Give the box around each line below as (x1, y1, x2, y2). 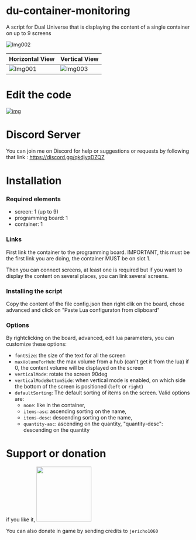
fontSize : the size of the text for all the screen (14, 352, 126, 359)
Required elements (6, 195, 61, 203)
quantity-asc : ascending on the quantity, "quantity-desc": (23, 420, 163, 428)
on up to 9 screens (6, 29, 51, 36)
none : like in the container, (23, 402, 86, 409)
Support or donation (6, 447, 106, 460)
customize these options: (6, 340, 67, 348)
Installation (6, 174, 62, 187)
